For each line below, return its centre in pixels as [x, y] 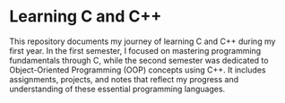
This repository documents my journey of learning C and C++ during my [142, 41]
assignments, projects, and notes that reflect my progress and [124, 79]
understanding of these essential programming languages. [117, 89]
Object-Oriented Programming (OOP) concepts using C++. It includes [138, 70]
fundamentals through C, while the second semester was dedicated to [139, 60]
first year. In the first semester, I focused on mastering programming [135, 50]
